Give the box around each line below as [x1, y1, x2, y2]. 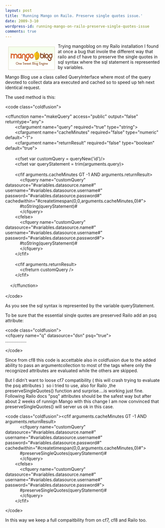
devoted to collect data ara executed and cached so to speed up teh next [5, 80, 155, 86]
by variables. [57, 65, 84, 71]
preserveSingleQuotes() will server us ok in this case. [5, 404, 114, 410]
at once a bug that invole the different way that [57, 49, 154, 55]
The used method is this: [5, 94, 56, 100]
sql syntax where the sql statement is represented [57, 59, 160, 65]
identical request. [5, 85, 41, 90]
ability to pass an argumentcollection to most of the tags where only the [5, 362, 152, 368]
